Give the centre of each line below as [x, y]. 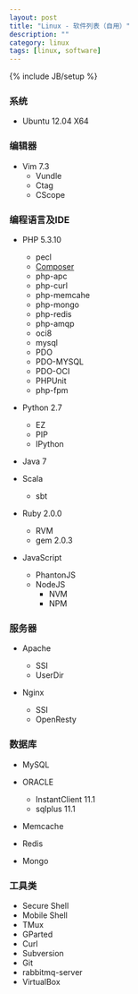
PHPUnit [51, 381]
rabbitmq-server [52, 972]
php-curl [52, 286]
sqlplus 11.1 [55, 809]
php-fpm [52, 390]
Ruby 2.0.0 [42, 514]
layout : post [33, 17]
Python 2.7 [42, 407]
